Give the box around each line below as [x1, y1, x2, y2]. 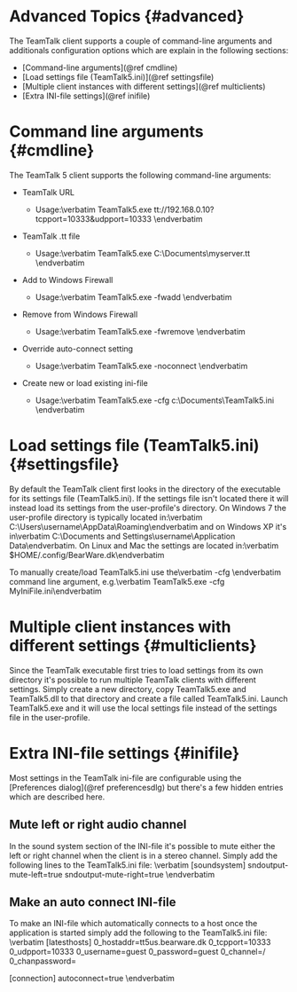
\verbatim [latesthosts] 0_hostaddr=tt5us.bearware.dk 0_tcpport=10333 [9, 937, 271, 948]
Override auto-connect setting [21, 343, 134, 354]
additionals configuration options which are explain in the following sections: [9, 44, 289, 55]
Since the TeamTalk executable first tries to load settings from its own [9, 665, 264, 675]
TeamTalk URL [21, 186, 75, 197]
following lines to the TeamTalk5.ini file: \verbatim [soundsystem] [9, 859, 246, 870]
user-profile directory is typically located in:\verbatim [9, 512, 203, 523]
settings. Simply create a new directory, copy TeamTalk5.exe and [9, 683, 246, 694]
